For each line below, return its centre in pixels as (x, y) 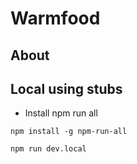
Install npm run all (61, 113)
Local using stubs (66, 88)
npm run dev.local (48, 149)
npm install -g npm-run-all (69, 132)
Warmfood (55, 18)
